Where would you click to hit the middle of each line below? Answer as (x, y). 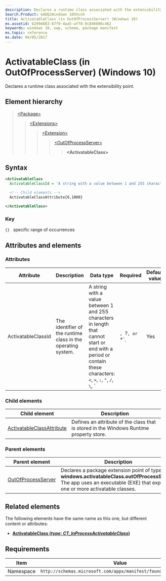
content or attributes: (27, 524)
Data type (102, 275)
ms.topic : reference (26, 33)
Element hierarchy (34, 102)
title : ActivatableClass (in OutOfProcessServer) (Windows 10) (72, 19)
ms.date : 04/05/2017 (26, 38)
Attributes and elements (43, 245)
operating (67, 346)
